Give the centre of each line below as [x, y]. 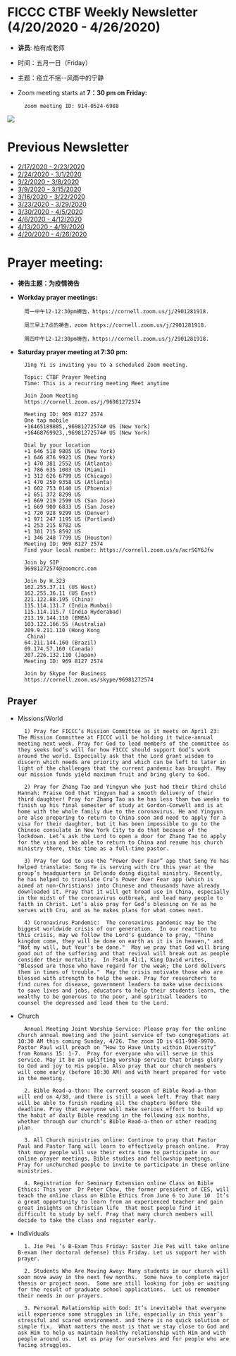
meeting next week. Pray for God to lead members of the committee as [123, 744]
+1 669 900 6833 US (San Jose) [70, 507]
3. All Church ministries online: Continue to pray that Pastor [120, 1140]
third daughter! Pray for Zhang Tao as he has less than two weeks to [123, 799]
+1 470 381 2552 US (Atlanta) [68, 464]
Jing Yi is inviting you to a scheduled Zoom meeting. [106, 365]
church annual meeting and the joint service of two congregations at [123, 1035]
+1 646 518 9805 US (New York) [70, 451]
